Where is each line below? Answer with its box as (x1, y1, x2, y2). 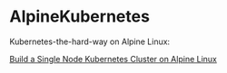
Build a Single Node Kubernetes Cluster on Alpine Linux (9, 53, 218, 64)
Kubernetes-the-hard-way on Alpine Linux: (9, 36, 171, 47)
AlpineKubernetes (9, 6, 150, 27)
